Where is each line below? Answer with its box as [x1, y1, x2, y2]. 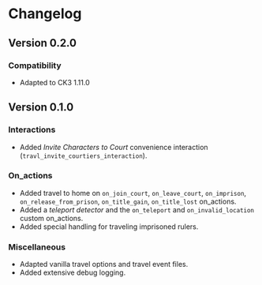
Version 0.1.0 [8, 100, 74, 114]
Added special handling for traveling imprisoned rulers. [19, 222, 199, 231]
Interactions [8, 124, 56, 135]
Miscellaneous [8, 242, 65, 253]
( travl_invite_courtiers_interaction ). [19, 151, 148, 160]
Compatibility [8, 60, 62, 71]
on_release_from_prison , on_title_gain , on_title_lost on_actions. [19, 197, 237, 206]
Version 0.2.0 [8, 36, 77, 50]
